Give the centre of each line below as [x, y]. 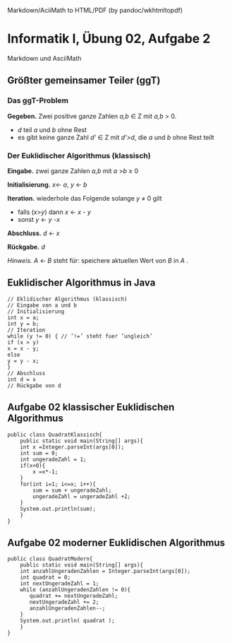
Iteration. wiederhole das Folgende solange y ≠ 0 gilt [85, 198]
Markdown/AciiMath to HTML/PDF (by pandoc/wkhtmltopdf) [95, 10]
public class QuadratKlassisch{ [55, 435]
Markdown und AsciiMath [44, 58]
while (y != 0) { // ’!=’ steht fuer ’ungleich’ [80, 336]
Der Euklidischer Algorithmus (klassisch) [79, 155]
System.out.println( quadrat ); [67, 621]
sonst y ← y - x [38, 219]
